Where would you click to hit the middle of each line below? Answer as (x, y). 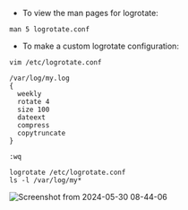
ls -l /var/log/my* (46, 180)
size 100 (34, 109)
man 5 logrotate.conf (50, 30)
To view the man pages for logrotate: (90, 13)
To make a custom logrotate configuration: (100, 46)
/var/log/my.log (39, 78)
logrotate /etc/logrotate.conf (68, 172)
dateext (32, 118)
